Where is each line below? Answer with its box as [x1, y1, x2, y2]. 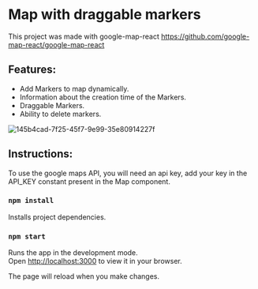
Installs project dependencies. [8, 212, 107, 222]
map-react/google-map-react [8, 39, 105, 49]
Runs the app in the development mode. [8, 248, 138, 257]
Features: [8, 63, 57, 77]
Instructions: [8, 148, 73, 161]
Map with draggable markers [8, 6, 201, 24]
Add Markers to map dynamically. [19, 84, 129, 93]
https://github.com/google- [161, 32, 250, 41]
